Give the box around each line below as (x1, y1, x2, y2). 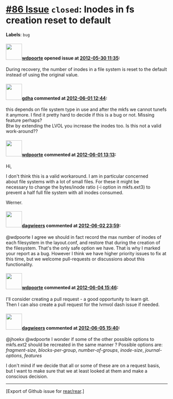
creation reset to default (6, 14, 111, 26)
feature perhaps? (6, 117, 43, 124)
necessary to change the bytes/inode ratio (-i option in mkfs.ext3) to (6, 184, 151, 190)
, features (22, 353, 42, 359)
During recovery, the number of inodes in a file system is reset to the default (6, 66, 167, 72)
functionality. (6, 261, 34, 268)
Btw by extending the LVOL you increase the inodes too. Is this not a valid (6, 123, 162, 129)
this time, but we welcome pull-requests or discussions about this (6, 256, 145, 262)
